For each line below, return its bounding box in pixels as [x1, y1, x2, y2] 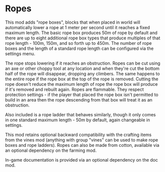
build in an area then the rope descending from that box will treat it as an [5, 97, 153, 103]
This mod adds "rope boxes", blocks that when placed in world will [5, 19, 140, 25]
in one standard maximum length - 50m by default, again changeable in [5, 117, 150, 123]
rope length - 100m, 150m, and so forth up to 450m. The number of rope [5, 40, 152, 46]
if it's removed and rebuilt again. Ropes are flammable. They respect [5, 86, 144, 92]
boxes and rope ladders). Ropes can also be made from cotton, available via [5, 142, 160, 148]
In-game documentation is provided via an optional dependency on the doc [5, 157, 158, 163]
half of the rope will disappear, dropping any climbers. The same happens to [5, 70, 160, 76]
